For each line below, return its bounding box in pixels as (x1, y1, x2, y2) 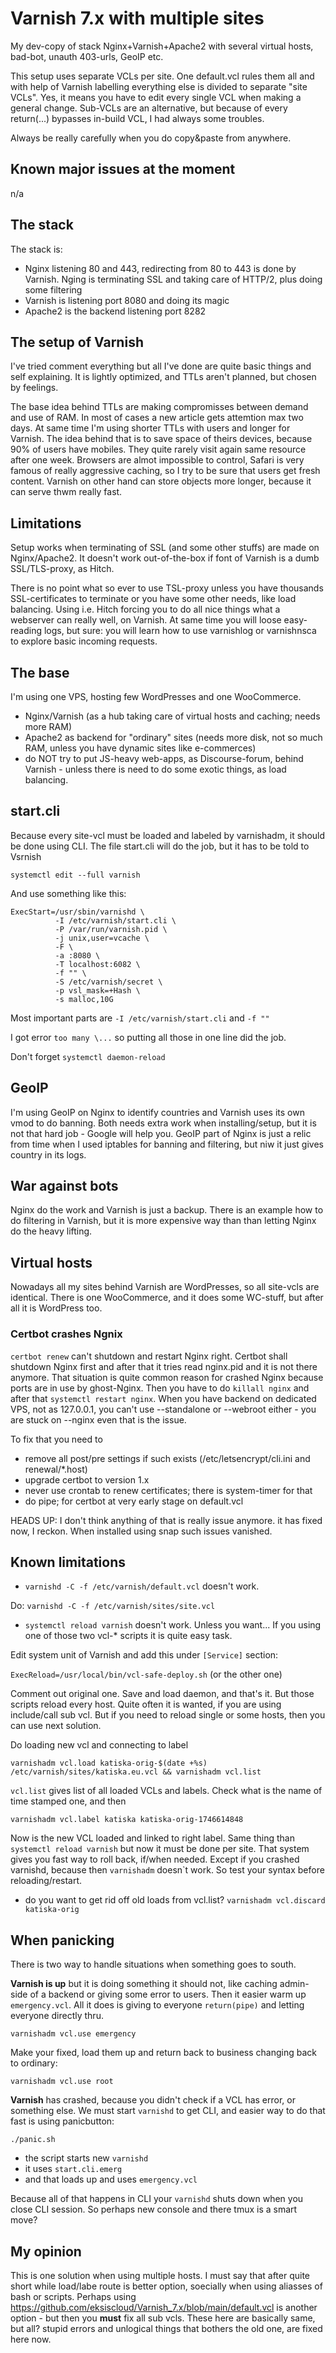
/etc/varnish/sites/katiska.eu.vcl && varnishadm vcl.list (10, 1767, 262, 1777)
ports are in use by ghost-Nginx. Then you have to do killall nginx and (10, 1382, 310, 1394)
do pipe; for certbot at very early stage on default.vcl (24, 1495, 244, 1507)
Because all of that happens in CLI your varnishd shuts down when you (10, 2193, 304, 2205)
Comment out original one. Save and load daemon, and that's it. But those (10, 1688, 315, 1700)
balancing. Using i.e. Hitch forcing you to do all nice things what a (10, 603, 281, 616)
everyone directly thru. (10, 2010, 104, 2022)
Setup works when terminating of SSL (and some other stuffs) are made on (10, 542, 320, 554)
